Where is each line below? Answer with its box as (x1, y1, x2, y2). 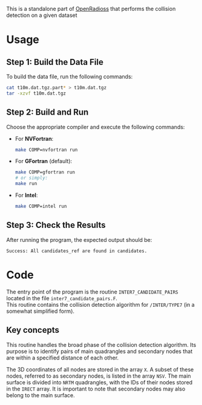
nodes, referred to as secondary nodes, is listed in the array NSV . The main (6, 372, 192, 380)
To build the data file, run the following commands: (6, 73, 133, 80)
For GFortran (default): (15, 158, 73, 165)
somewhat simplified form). (6, 307, 74, 315)
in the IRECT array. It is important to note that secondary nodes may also (6, 385, 186, 392)
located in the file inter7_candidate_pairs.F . (6, 294, 118, 302)
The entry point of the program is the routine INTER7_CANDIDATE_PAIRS (6, 288, 178, 295)
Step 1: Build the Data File (6, 57, 104, 67)
